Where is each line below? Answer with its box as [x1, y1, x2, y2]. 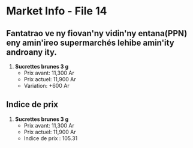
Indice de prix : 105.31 [23, 134, 78, 142]
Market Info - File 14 [6, 4, 107, 18]
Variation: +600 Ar [23, 82, 70, 89]
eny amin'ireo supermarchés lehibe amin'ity [6, 37, 175, 48]
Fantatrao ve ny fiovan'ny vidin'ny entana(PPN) [6, 28, 188, 39]
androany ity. [6, 47, 57, 57]
